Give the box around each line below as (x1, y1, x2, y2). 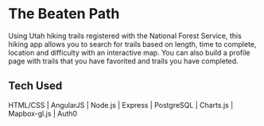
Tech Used (8, 79, 63, 93)
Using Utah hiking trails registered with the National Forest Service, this (8, 31, 243, 40)
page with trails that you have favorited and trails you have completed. (8, 56, 239, 66)
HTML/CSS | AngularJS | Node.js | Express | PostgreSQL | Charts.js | (8, 100, 234, 109)
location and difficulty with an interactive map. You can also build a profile (8, 48, 250, 57)
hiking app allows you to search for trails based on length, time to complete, (8, 39, 257, 48)
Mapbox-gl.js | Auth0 (8, 109, 78, 118)
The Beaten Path (8, 5, 120, 23)
